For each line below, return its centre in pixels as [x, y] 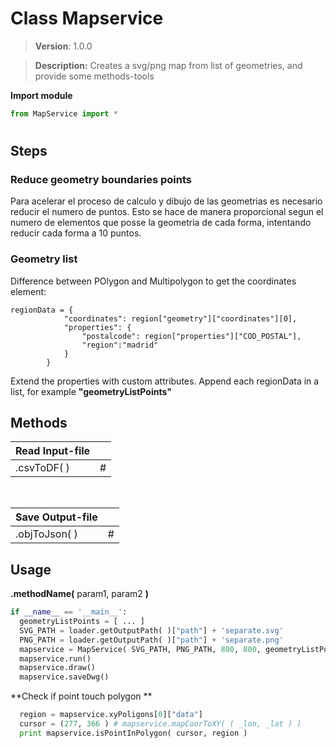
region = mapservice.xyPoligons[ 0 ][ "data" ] [111, 715]
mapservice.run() [55, 658]
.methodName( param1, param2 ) [80, 594]
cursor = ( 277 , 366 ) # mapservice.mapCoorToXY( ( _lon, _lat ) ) [160, 724]
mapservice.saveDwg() [64, 677]
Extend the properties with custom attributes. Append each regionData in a [165, 381]
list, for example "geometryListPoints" [91, 391]
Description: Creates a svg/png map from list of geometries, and [168, 65]
